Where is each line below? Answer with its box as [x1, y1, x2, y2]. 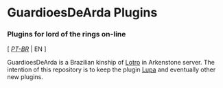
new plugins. [7, 73, 43, 81]
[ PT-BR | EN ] [7, 45, 47, 53]
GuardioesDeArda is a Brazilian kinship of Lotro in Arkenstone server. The [7, 58, 215, 67]
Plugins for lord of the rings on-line [7, 30, 126, 39]
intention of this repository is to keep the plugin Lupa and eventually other [7, 65, 216, 74]
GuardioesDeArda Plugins [7, 5, 158, 21]
